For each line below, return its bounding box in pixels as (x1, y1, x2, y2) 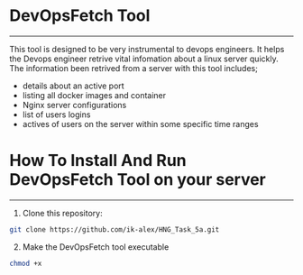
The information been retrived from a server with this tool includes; (9, 62, 259, 73)
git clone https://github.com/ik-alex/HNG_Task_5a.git (9, 225, 220, 234)
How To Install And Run (9, 151, 187, 171)
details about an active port (22, 80, 124, 91)
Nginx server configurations (22, 99, 127, 110)
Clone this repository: (22, 207, 103, 218)
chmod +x (9, 259, 42, 268)
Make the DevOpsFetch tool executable (22, 241, 170, 252)
